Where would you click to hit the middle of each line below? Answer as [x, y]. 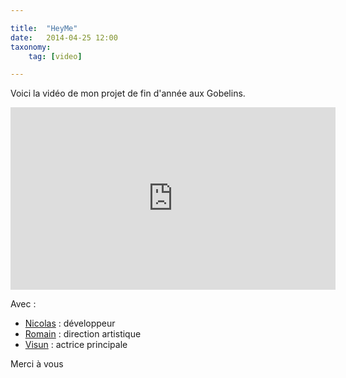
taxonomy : [31, 47]
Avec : [23, 304]
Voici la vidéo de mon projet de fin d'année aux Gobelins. [128, 93]
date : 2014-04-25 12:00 [64, 37]
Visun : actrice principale [76, 345]
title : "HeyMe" [44, 28]
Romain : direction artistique [83, 334]
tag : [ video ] [55, 56]
